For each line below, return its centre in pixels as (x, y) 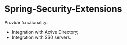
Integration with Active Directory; (45, 32)
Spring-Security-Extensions (63, 9)
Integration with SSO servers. (41, 37)
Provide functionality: (26, 22)
